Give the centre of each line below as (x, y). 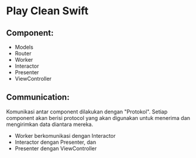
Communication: (38, 97)
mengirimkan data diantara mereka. (50, 124)
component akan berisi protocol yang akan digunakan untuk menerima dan (98, 118)
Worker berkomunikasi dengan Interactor (65, 135)
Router (23, 53)
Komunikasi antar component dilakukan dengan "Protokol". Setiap (87, 112)
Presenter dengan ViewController (56, 148)
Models (24, 47)
